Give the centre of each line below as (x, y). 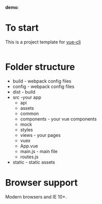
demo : (12, 7)
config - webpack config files (43, 86)
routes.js (29, 157)
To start (22, 28)
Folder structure (40, 67)
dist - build (24, 92)
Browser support (42, 183)
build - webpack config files (42, 81)
